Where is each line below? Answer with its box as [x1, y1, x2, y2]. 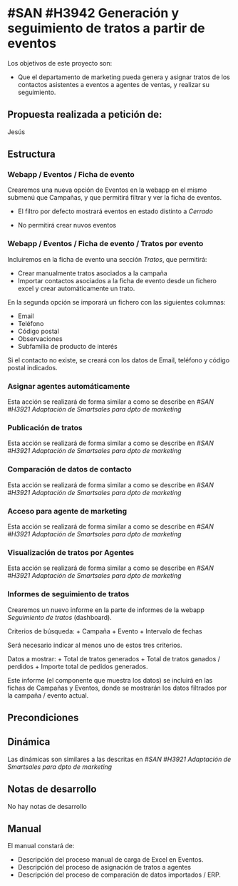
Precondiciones [7, 711, 79, 723]
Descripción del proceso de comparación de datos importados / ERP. [17, 870, 221, 879]
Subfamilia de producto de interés [17, 342, 118, 350]
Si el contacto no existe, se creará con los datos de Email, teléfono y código [7, 355, 230, 365]
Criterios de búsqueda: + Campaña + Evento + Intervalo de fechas [7, 626, 202, 636]
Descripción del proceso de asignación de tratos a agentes [17, 863, 192, 872]
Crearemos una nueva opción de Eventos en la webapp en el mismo [7, 185, 207, 194]
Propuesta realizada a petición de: [7, 108, 162, 121]
